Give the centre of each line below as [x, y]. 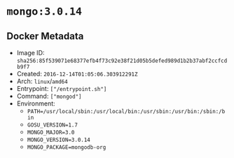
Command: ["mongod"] [49, 96]
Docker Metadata [45, 36]
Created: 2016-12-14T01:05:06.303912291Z [77, 74]
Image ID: [30, 53]
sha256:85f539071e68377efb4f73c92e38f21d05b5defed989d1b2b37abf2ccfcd [122, 61]
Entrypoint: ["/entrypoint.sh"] [62, 88]
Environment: [36, 103]
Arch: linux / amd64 [42, 81]
